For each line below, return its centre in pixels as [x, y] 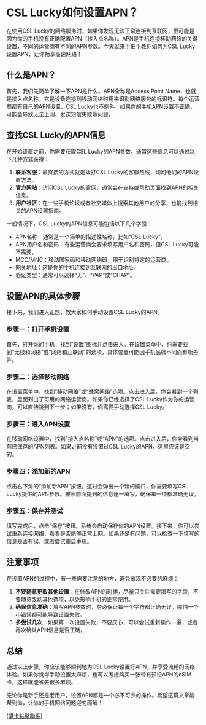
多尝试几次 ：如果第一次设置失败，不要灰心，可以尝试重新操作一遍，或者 [106, 622]
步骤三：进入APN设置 [38, 424]
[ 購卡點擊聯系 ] [25, 716]
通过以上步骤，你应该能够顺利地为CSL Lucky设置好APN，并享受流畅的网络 [101, 667]
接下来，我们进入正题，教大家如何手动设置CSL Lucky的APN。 [85, 312]
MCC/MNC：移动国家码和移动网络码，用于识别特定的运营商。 [93, 259]
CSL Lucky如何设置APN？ [73, 13]
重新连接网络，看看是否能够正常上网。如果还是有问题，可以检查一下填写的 [105, 533]
